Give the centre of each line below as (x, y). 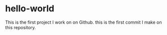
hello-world (30, 9)
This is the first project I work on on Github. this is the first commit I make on (83, 22)
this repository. (21, 27)
